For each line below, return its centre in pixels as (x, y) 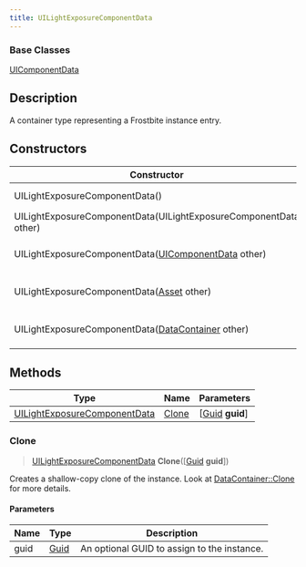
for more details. (40, 488)
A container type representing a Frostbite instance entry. (116, 120)
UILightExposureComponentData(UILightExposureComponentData (157, 216)
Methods (36, 372)
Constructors (48, 149)
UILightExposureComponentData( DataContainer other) (132, 329)
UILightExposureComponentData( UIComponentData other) (140, 253)
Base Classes (40, 49)
